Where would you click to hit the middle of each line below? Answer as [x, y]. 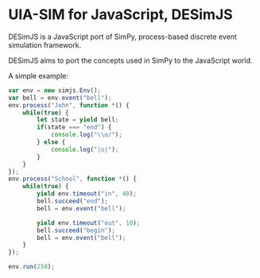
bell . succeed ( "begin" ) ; [76, 230]
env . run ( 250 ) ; [32, 267]
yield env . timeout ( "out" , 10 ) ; [89, 223]
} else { [51, 142]
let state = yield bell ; [78, 120]
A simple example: [39, 75]
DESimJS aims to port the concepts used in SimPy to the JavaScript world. [130, 60]
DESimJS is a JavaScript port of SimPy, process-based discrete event [122, 37]
